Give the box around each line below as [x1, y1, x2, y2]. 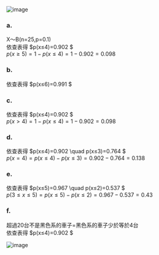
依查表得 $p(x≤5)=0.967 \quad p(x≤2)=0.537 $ [6, 185, 125, 192]
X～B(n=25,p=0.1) [6, 36, 51, 43]
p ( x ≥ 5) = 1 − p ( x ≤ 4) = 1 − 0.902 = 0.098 [6, 50, 116, 58]
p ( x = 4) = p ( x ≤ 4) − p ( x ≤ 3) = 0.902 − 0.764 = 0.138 [6, 154, 145, 162]
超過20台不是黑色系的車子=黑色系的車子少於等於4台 [6, 221, 139, 229]
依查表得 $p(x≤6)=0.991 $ [6, 80, 72, 88]
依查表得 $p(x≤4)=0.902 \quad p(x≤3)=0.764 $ [6, 148, 126, 155]
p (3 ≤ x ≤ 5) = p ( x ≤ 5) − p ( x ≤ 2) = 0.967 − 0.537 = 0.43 [6, 191, 153, 199]
